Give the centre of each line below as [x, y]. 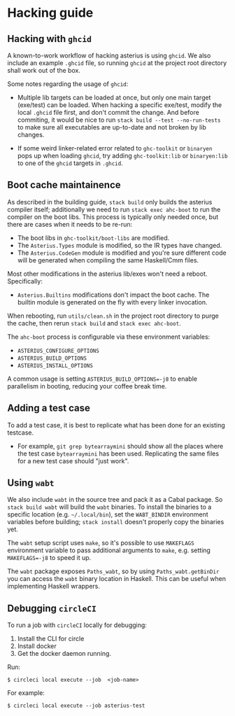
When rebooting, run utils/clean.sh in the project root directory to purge [113, 316]
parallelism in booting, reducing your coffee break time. [87, 386]
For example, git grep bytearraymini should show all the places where [120, 446]
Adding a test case [49, 408]
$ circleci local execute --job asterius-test [76, 706]
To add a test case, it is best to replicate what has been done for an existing [116, 425]
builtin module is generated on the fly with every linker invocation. [112, 302]
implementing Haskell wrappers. [54, 587]
